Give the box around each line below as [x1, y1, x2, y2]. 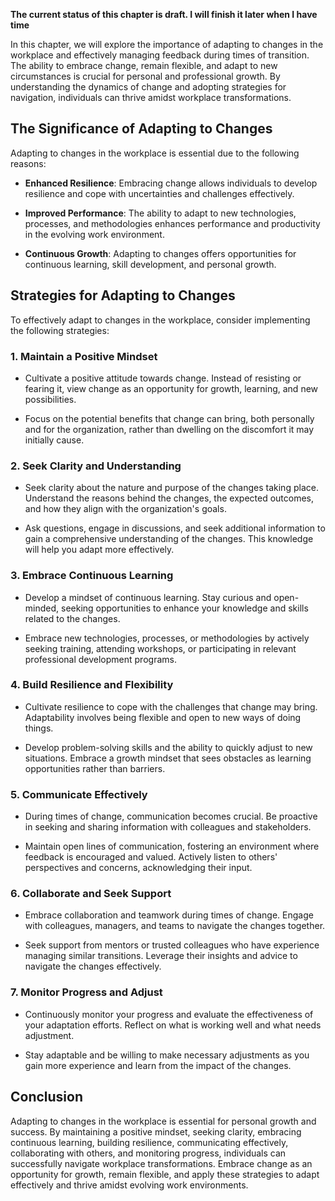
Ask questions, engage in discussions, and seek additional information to [24, 522, 326, 534]
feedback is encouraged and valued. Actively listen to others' [24, 851, 278, 863]
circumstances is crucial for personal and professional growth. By [10, 70, 281, 82]
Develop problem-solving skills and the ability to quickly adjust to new [24, 741, 313, 753]
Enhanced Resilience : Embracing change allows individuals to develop [24, 177, 318, 189]
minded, [24, 602, 60, 614]
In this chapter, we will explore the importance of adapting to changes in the [10, 39, 324, 50]
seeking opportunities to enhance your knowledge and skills [61, 602, 309, 614]
